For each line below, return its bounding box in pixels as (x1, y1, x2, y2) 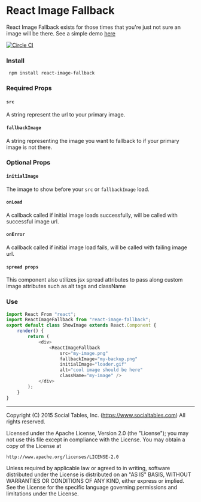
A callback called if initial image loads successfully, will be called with (6, 211, 178, 219)
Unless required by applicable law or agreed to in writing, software (6, 464, 170, 471)
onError (6, 232, 26, 238)
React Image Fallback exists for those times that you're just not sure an (6, 23, 181, 31)
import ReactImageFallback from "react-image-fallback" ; (6, 316, 151, 323)
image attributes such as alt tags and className (6, 283, 126, 290)
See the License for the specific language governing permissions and (6, 483, 178, 491)
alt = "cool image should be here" (59, 367, 144, 373)
